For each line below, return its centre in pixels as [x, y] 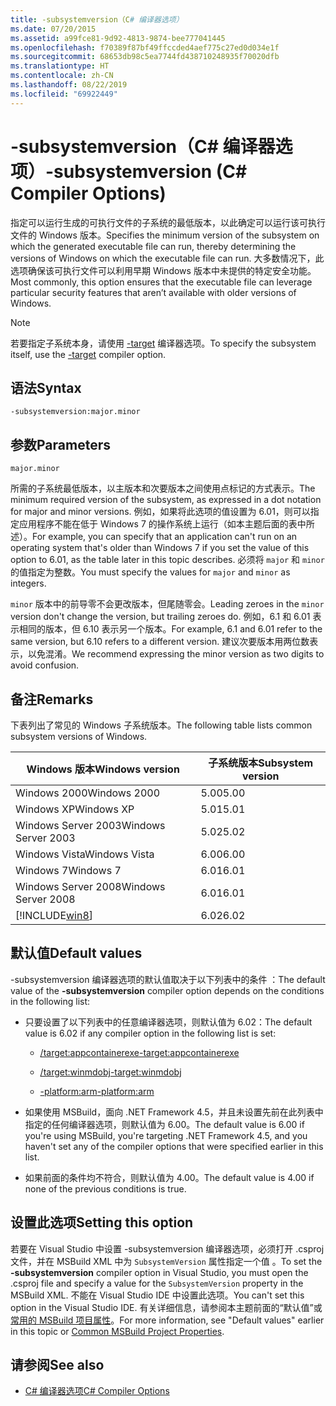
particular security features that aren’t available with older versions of [153, 292]
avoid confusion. [45, 665]
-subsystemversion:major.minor [75, 412]
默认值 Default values [76, 953]
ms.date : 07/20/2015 [53, 29]
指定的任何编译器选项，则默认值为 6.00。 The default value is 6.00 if [164, 1124]
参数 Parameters [60, 444]
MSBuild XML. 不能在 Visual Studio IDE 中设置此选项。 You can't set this [157, 1295]
